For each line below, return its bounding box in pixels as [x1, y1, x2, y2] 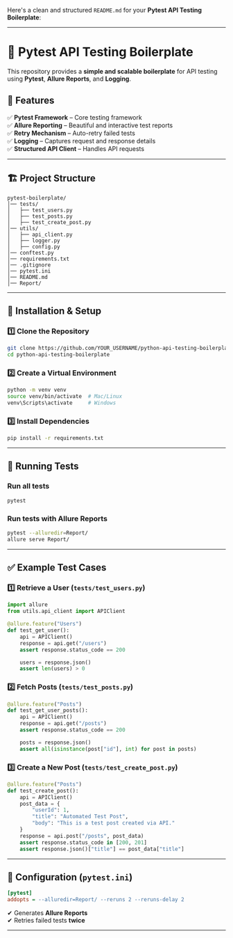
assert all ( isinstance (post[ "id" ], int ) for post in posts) [19, 745, 197, 752]
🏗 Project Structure [7, 173, 96, 184]
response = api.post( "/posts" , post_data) [19, 832, 144, 839]
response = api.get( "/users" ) [19, 639, 107, 646]
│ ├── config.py [7, 243, 60, 250]
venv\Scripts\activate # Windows [7, 399, 116, 406]
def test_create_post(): [7, 787, 79, 794]
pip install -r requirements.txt [7, 435, 104, 442]
